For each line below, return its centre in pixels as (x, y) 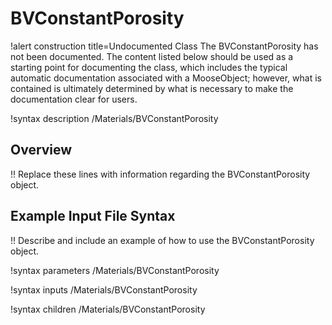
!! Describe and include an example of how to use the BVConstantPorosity (162, 240)
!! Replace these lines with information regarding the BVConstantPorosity (160, 174)
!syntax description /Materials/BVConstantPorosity (114, 118)
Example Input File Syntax (93, 216)
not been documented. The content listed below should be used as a (152, 56)
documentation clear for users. (74, 99)
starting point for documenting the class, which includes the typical (149, 67)
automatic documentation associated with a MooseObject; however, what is (166, 78)
